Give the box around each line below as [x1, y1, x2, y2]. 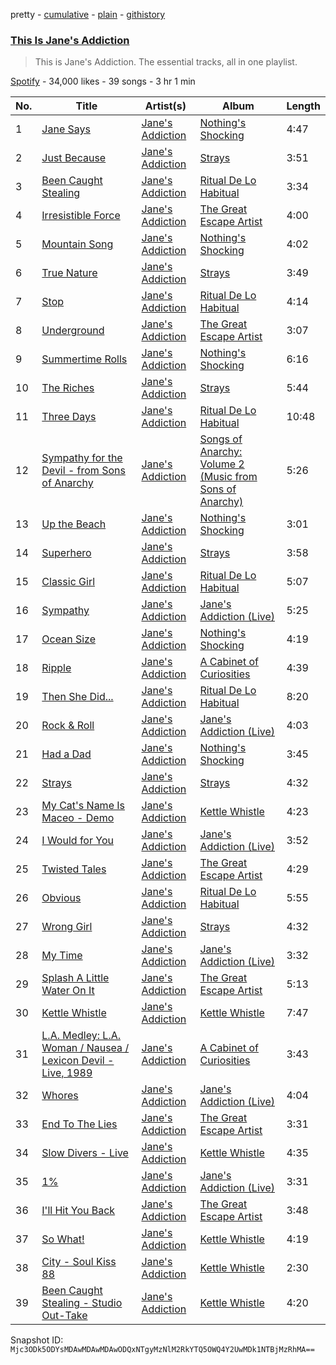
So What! [41, 1232, 85, 1246]
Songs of [199, 432, 243, 446]
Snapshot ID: [10, 1334, 64, 1346]
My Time [41, 949, 83, 963]
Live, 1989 [41, 1066, 93, 1080]
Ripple [41, 661, 72, 675]
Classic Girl [41, 575, 96, 589]
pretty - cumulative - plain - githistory [10, 9, 166, 20]
